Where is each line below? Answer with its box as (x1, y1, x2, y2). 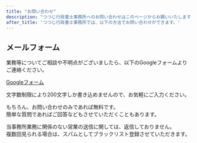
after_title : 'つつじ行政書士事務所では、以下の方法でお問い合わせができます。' (6, 19, 181, 25)
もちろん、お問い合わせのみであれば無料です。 (6, 103, 119, 111)
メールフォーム (6, 42, 60, 53)
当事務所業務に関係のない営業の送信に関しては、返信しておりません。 (6, 123, 175, 130)
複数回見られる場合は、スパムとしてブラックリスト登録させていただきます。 (6, 131, 191, 138)
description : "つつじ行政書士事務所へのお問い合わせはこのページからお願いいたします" (6, 14, 194, 20)
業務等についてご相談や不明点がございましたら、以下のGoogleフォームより (6, 59, 188, 66)
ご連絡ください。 (6, 67, 47, 74)
